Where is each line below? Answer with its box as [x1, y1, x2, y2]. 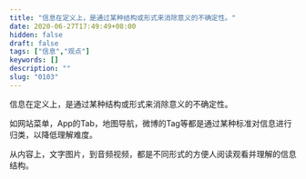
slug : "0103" [9, 73, 59, 82]
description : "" [9, 65, 71, 74]
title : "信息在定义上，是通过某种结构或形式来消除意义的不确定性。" [9, 13, 237, 23]
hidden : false [9, 30, 64, 39]
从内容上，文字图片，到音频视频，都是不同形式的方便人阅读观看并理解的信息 [9, 148, 297, 159]
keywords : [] [9, 55, 59, 65]
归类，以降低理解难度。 [9, 129, 97, 140]
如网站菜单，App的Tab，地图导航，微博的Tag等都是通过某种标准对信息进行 [9, 117, 292, 128]
